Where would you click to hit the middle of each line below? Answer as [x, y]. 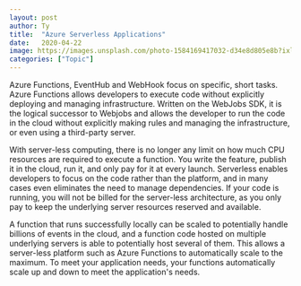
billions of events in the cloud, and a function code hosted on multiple [138, 234]
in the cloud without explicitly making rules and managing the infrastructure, [150, 123]
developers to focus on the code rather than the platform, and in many [139, 178]
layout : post [34, 17]
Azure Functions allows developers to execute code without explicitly [137, 94]
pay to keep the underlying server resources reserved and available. [135, 207]
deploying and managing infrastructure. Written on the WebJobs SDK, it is [146, 104]
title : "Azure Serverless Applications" [88, 34]
